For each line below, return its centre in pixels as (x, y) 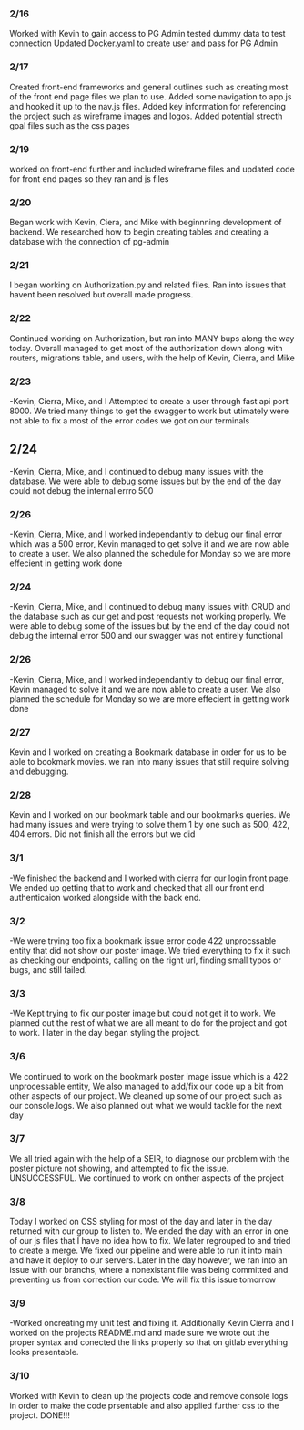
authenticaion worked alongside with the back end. (106, 897)
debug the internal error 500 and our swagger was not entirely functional (147, 636)
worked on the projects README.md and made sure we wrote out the (140, 1333)
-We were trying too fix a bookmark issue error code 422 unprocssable (143, 940)
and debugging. (39, 772)
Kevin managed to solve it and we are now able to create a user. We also (145, 689)
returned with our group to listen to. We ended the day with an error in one (149, 1231)
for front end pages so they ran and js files (89, 178)
